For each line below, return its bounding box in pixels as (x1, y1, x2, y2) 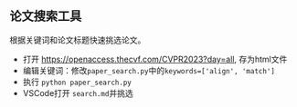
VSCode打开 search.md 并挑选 (22, 87, 134, 98)
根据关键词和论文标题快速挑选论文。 (9, 34, 146, 45)
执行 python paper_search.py (22, 76, 133, 87)
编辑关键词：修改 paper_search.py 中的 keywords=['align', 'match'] (22, 64, 276, 75)
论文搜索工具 (9, 8, 82, 24)
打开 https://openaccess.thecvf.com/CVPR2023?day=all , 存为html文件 (22, 53, 288, 64)
